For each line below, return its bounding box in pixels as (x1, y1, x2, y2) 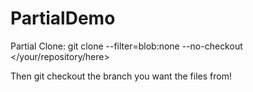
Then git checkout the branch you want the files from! (10, 70, 232, 82)
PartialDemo (10, 7, 116, 30)
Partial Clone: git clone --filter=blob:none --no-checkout (10, 40, 243, 52)
